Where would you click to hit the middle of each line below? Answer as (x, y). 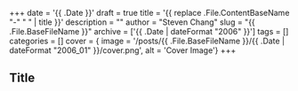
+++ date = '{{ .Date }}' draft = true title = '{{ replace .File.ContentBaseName (149, 13)
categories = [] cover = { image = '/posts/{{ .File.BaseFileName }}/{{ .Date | (147, 41)
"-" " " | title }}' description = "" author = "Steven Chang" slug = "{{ (132, 22)
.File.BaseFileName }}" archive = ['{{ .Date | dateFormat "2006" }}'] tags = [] (149, 31)
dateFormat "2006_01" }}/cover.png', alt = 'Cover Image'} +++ (123, 50)
